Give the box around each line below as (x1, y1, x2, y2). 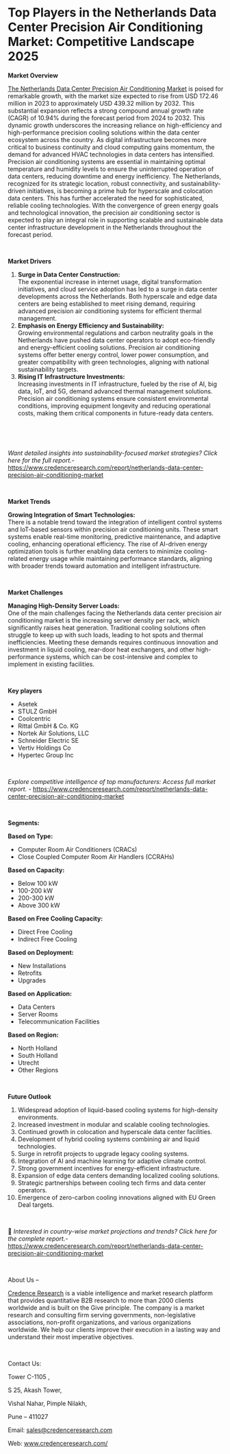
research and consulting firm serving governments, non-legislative (8, 1311, 196, 1319)
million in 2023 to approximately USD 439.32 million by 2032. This (8, 99, 194, 107)
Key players (8, 686, 42, 695)
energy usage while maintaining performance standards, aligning (29, 554, 213, 562)
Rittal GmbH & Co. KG (17, 722, 79, 730)
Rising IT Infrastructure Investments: (17, 372, 125, 380)
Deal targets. (17, 1200, 54, 1209)
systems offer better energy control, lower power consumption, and (17, 350, 209, 358)
